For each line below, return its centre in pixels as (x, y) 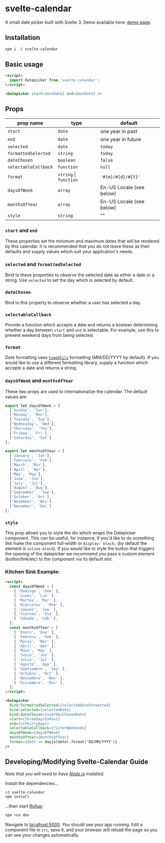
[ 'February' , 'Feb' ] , (32, 460)
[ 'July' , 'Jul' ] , (27, 483)
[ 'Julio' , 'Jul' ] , (35, 660)
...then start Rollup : (24, 806)
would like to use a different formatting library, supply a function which (77, 363)
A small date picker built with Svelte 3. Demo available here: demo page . (78, 22)
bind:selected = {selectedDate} (40, 710)
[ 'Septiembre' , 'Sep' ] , (41, 669)
